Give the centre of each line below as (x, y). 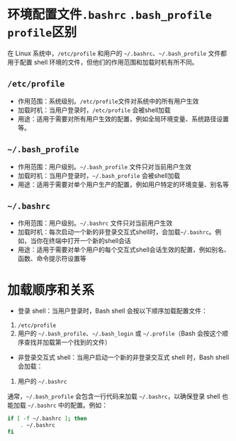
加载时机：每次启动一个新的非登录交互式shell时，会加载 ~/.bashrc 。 (116, 232)
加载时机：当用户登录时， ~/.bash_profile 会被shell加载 (99, 175)
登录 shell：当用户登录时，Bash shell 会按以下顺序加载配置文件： (112, 311)
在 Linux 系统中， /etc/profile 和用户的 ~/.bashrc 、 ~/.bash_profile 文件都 (117, 53)
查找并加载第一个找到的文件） (67, 342)
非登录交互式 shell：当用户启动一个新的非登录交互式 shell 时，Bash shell (123, 357)
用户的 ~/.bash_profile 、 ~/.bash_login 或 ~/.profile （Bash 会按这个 (120, 333)
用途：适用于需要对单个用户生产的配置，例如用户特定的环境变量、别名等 (123, 184)
